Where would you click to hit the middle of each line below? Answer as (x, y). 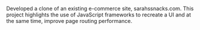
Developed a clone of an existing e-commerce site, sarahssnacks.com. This (100, 9)
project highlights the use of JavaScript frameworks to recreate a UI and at (98, 15)
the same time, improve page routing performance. (69, 21)
